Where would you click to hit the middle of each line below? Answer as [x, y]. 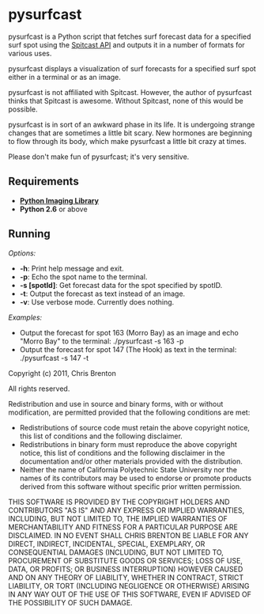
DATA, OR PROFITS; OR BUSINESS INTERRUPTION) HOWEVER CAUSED [126, 569]
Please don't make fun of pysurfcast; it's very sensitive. [99, 157]
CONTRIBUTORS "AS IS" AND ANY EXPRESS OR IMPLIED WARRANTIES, [126, 510]
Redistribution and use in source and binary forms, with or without [116, 404]
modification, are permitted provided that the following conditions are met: [129, 412]
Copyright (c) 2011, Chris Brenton [62, 373]
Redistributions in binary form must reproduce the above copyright [128, 444]
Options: [22, 253]
